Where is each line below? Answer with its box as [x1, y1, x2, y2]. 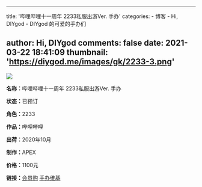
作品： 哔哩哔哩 [6, 123, 43, 130]
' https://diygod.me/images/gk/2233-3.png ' [6, 57, 175, 67]
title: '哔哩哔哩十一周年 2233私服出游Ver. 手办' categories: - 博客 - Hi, [6, 13, 179, 20]
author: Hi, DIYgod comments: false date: [6, 38, 164, 48]
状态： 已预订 [6, 97, 38, 105]
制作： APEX [6, 149, 36, 156]
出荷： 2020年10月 [6, 136, 52, 143]
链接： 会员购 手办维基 [6, 174, 61, 181]
